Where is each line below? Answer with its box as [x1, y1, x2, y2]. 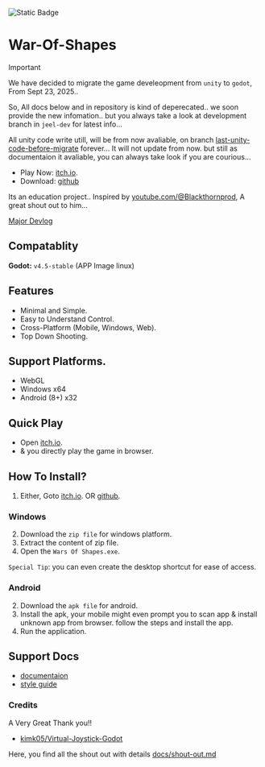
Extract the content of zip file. [19, 538, 119, 548]
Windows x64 [19, 384, 67, 394]
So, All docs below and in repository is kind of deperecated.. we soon [8, 102, 239, 112]
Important [8, 62, 41, 72]
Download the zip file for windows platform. [19, 529, 172, 539]
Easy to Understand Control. [19, 314, 114, 324]
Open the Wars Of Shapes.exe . [19, 546, 121, 556]
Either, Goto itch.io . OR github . [19, 491, 121, 500]
